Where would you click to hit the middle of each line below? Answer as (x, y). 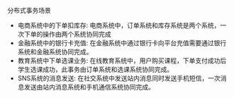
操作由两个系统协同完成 (77, 34)
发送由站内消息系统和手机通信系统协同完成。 (89, 87)
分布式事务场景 (29, 10)
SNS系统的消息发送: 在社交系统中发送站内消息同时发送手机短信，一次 (119, 78)
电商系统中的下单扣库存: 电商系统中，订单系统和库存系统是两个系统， (119, 25)
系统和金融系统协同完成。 (55, 52)
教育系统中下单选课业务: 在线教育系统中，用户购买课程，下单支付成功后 (122, 61)
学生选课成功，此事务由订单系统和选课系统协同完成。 (95, 69)
